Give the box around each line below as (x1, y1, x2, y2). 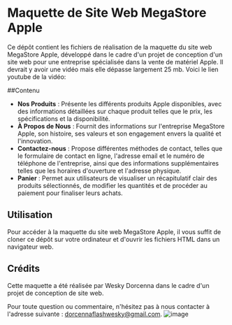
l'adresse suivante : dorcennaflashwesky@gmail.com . (7, 310, 163, 318)
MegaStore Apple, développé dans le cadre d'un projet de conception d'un (7, 50, 223, 59)
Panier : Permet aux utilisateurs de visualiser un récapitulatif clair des (17, 173, 218, 182)
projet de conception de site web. (7, 289, 104, 297)
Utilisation (7, 209, 53, 221)
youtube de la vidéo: (7, 72, 66, 81)
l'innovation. (17, 136, 53, 145)
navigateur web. (7, 243, 54, 251)
